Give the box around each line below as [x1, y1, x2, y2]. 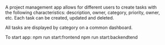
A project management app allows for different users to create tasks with [5, 4, 157, 10]
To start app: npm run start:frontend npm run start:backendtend [5, 34, 138, 40]
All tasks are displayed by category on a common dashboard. [5, 24, 133, 30]
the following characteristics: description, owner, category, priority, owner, [5, 9, 160, 15]
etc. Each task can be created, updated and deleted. [5, 15, 115, 20]
